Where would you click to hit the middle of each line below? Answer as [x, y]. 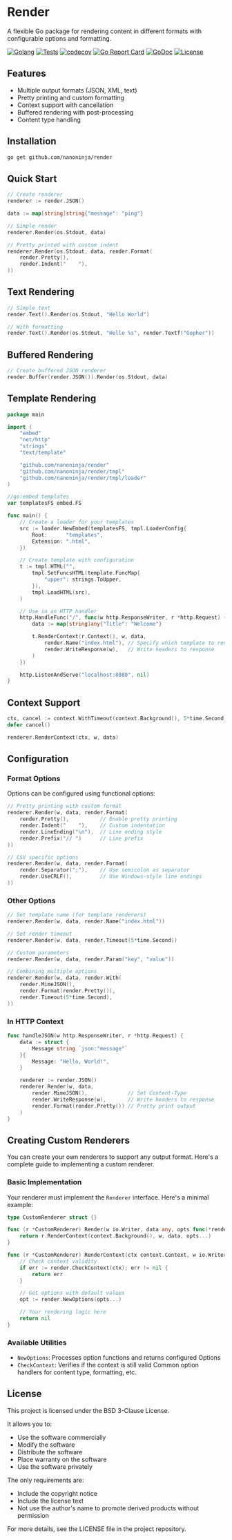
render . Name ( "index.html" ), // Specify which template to [129, 643]
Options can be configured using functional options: [81, 793]
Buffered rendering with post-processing [75, 112]
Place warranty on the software [62, 1459]
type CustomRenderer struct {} [52, 1217]
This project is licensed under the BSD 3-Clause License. [88, 1410]
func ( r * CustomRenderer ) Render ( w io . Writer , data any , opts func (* [109, 1230]
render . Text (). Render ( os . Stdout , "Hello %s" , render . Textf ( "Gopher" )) [111, 333]
